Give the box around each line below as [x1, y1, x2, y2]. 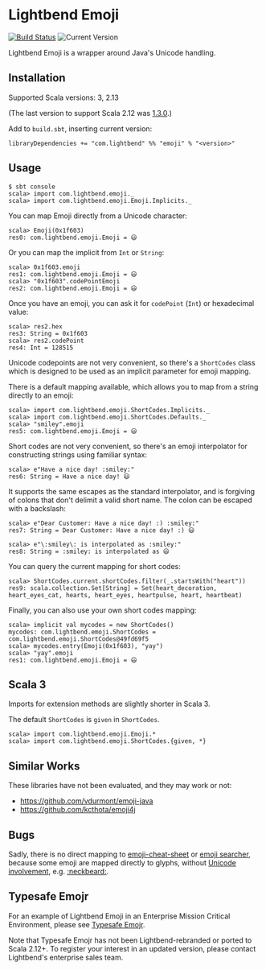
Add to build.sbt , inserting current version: [8, 123, 153, 134]
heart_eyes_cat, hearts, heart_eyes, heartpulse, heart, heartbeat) [8, 591, 243, 599]
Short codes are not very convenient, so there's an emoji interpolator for [8, 441, 248, 451]
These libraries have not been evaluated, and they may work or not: [8, 781, 232, 790]
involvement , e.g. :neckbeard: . [8, 867, 109, 876]
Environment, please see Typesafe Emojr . [8, 919, 145, 929]
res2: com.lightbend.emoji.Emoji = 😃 [8, 284, 137, 292]
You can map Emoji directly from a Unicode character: [8, 211, 187, 221]
